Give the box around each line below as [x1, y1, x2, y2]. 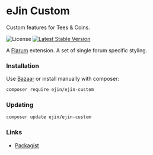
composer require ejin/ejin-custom [6, 87, 94, 93]
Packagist [14, 141, 40, 149]
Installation [6, 61, 40, 69]
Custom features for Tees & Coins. [6, 24, 90, 31]
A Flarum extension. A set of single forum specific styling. [6, 46, 148, 54]
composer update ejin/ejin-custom [6, 114, 92, 120]
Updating [6, 101, 34, 109]
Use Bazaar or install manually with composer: [6, 75, 120, 83]
